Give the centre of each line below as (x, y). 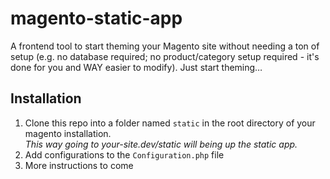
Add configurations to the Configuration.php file (124, 154)
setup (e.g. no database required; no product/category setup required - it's (165, 56)
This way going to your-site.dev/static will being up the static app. (161, 144)
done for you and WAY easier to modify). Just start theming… (136, 67)
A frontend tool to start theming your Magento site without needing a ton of (165, 46)
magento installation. (68, 133)
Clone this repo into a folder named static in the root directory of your (170, 123)
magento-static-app (96, 18)
